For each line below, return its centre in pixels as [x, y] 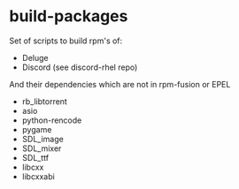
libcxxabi [38, 176]
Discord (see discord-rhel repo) [80, 67]
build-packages [69, 16]
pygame [37, 129]
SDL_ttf [35, 157]
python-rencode [52, 120]
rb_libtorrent [45, 101]
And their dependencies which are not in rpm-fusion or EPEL [120, 84]
